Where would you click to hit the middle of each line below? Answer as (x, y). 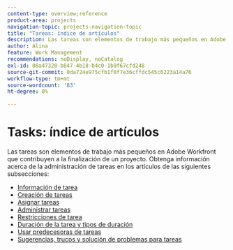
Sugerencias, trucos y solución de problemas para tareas (99, 240)
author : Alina (28, 46)
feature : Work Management (45, 53)
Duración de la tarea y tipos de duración (75, 225)
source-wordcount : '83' (42, 85)
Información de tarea (47, 187)
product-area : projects (42, 20)
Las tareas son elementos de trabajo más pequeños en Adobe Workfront (112, 152)
